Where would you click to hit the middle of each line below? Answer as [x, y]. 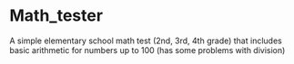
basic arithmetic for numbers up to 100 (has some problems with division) [147, 50]
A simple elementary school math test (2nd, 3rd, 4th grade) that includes [146, 41]
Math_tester [56, 16]
